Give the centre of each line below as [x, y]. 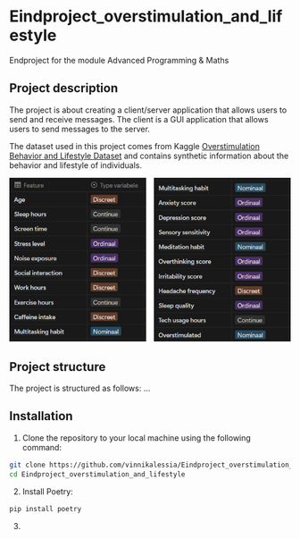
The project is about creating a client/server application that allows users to [148, 110]
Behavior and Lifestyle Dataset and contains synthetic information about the [149, 156]
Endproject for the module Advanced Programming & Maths [119, 60]
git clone [28, 465]
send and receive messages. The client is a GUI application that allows [139, 119]
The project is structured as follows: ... [80, 388]
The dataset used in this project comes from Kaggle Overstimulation [135, 146]
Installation [41, 416]
